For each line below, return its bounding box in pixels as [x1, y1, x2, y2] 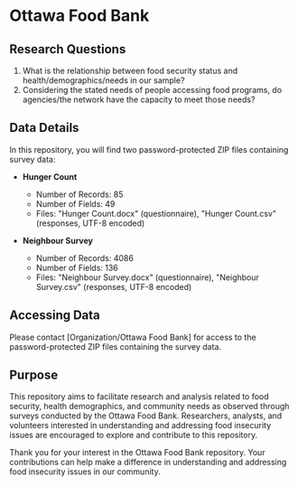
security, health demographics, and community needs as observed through [9, 401, 290, 412]
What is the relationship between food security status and [22, 65, 237, 76]
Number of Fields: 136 [35, 262, 119, 273]
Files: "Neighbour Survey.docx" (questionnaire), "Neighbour [35, 272, 260, 283]
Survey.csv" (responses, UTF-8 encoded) [35, 281, 192, 292]
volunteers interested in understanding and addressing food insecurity [9, 420, 272, 431]
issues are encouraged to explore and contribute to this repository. [9, 430, 258, 441]
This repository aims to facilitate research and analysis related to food [9, 391, 269, 402]
